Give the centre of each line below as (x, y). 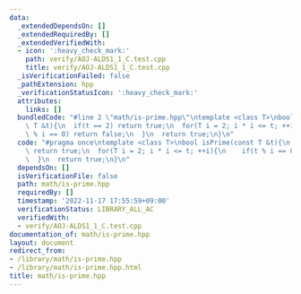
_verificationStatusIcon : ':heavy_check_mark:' (108, 92)
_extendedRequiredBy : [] (64, 34)
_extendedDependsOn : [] (61, 26)
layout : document (42, 243)
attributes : (40, 101)
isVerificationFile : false (68, 176)
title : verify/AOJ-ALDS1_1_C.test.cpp (98, 68)
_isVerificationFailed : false (73, 76)
